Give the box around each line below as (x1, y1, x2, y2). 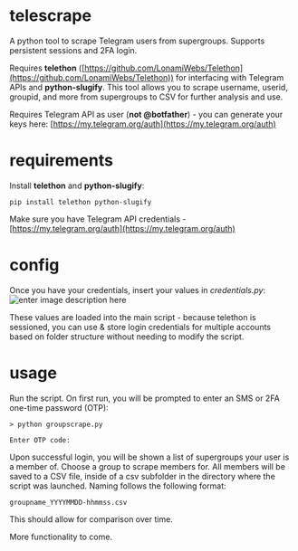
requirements (9, 150, 113, 171)
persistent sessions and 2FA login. (9, 44, 138, 55)
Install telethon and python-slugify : (9, 180, 145, 191)
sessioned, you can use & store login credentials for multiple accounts (9, 321, 272, 332)
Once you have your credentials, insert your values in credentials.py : (9, 284, 265, 295)
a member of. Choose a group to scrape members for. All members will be (9, 461, 285, 471)
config (9, 255, 60, 276)
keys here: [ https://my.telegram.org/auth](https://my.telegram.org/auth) (9, 119, 276, 129)
